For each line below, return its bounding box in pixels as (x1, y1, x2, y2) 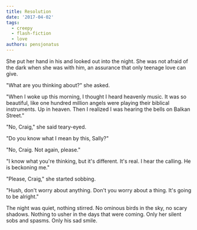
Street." (6, 111, 25, 119)
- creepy (11, 25, 33, 31)
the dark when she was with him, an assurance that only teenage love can (6, 64, 186, 71)
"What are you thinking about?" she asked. (6, 81, 110, 88)
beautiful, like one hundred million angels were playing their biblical (6, 99, 170, 106)
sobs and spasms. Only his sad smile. (6, 216, 97, 224)
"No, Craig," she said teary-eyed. (6, 123, 87, 130)
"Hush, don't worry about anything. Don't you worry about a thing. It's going (6, 186, 192, 193)
